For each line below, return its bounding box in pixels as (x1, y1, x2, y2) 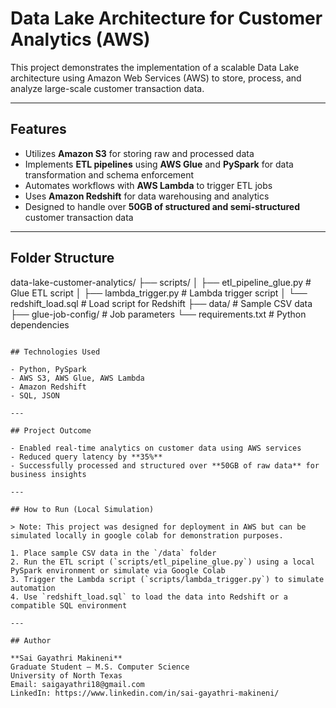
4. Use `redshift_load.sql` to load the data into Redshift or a (10, 592, 288, 602)
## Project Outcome (10, 425, 92, 436)
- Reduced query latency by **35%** (10, 452, 163, 462)
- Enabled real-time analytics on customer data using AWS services (10, 443, 302, 453)
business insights (10, 469, 87, 479)
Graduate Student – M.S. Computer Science (10, 662, 190, 672)
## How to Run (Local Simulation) (10, 504, 155, 514)
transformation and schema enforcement (24, 168, 195, 181)
